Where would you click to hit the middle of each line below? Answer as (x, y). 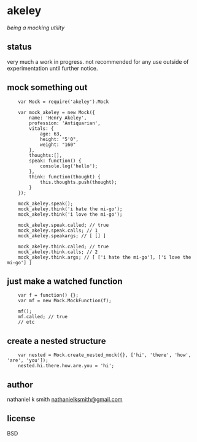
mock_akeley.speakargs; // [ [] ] (62, 236)
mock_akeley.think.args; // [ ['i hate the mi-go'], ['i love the (105, 257)
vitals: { (41, 128)
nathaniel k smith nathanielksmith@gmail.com (65, 399)
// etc (26, 322)
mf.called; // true (43, 317)
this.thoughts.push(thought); (78, 182)
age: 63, (51, 134)
